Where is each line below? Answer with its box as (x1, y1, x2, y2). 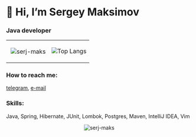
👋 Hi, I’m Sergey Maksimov (6, 5, 140, 19)
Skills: (6, 99, 25, 107)
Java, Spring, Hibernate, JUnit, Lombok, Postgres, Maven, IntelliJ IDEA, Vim (6, 112, 190, 120)
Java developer (6, 27, 52, 35)
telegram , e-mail (6, 84, 46, 92)
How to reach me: (6, 71, 58, 79)
